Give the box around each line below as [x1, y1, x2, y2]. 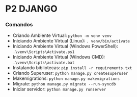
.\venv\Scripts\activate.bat [12, 60, 75, 66]
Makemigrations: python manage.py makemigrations [12, 75, 120, 81]
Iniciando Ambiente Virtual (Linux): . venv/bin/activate [12, 38, 130, 44]
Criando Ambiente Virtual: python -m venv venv [12, 32, 112, 38]
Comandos [5, 21, 33, 28]
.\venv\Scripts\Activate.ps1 [12, 50, 75, 55]
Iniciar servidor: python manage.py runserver [12, 86, 106, 92]
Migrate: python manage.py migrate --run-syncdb [12, 81, 116, 87]
